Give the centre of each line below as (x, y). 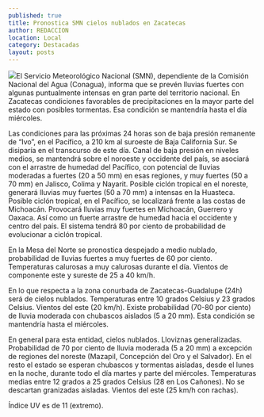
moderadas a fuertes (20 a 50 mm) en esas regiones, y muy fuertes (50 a (128, 176)
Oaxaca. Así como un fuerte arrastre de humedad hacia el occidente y (123, 218)
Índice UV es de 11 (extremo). (56, 406)
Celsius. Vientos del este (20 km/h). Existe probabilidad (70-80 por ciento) (130, 307)
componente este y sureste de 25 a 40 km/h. (82, 275)
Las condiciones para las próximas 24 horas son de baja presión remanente (132, 133)
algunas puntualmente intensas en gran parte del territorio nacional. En (124, 93)
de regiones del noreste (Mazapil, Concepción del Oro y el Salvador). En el (130, 356)
